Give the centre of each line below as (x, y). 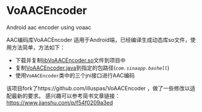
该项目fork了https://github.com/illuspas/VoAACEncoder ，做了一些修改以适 (101, 88)
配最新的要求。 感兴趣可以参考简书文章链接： (63, 96)
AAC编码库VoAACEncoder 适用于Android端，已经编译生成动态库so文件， (99, 39)
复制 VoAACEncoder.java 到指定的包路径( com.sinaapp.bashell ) (92, 68)
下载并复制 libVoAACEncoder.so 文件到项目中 (70, 60)
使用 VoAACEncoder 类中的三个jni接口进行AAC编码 (75, 75)
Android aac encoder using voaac (49, 27)
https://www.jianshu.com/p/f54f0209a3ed (60, 102)
